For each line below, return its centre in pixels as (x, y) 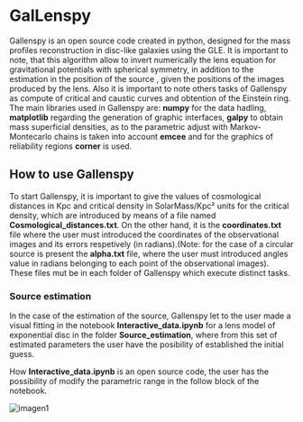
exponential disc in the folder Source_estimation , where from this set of (143, 335)
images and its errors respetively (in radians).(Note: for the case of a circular (151, 243)
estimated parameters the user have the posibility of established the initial (147, 344)
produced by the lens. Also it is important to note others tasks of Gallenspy (148, 88)
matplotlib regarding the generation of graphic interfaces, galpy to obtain (147, 117)
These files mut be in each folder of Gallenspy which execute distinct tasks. (150, 272)
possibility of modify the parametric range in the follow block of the (134, 381)
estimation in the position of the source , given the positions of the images (147, 78)
